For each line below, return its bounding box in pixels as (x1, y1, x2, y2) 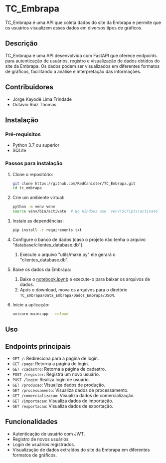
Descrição (5, 39, 38, 48)
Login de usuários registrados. (12, 441, 75, 447)
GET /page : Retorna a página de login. (12, 361, 89, 367)
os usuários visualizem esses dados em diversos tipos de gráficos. (5, 24, 143, 30)
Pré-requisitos (5, 131, 41, 138)
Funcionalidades (5, 418, 58, 426)
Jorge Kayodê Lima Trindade (12, 96, 72, 102)
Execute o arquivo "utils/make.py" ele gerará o (19, 251, 116, 257)
